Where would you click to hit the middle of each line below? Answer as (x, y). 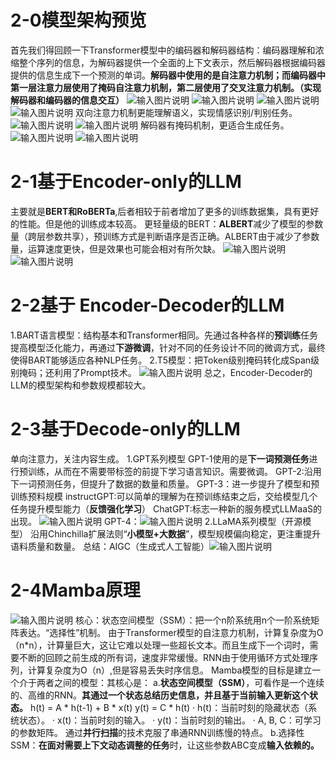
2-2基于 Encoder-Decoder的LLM (147, 305)
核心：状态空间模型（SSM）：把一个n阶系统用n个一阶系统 (193, 620)
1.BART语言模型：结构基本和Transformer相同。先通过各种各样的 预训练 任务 (164, 335)
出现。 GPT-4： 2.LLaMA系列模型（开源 (156, 521)
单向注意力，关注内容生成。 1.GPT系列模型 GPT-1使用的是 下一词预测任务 (160, 458)
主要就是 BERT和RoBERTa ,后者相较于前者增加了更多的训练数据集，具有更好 (165, 211)
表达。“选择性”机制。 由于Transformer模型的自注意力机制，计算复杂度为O (171, 632)
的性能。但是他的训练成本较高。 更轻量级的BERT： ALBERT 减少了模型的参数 (167, 223)
